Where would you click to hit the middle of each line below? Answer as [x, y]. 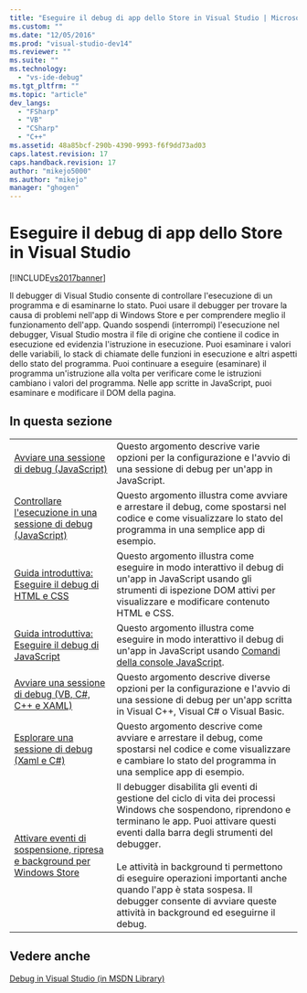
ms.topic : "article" [49, 94]
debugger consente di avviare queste [196, 901]
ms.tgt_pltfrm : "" [44, 86]
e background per [53, 860]
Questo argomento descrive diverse [194, 677]
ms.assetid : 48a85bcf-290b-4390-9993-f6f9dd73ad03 [108, 145]
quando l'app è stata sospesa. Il [185, 890]
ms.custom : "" [37, 27]
